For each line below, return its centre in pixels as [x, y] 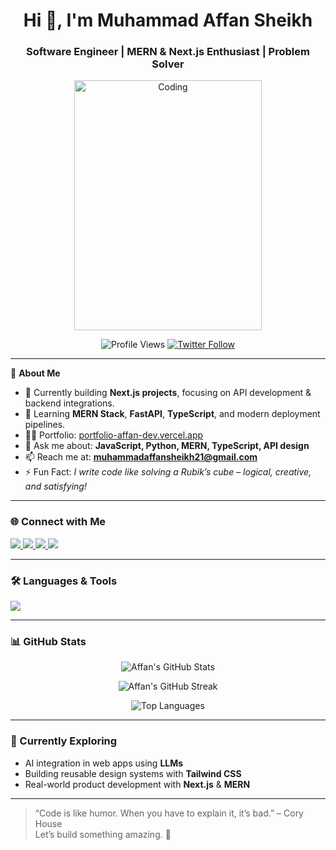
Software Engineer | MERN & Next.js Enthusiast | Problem [168, 52]
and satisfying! [55, 486]
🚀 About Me [35, 373]
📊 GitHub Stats [48, 641]
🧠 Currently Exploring [64, 741]
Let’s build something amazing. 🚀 [103, 834]
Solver [168, 64]
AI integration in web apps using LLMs [104, 763]
